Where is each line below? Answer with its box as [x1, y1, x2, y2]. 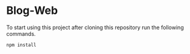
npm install [6, 42, 36, 48]
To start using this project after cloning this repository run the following [6, 24, 184, 31]
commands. [6, 30, 36, 37]
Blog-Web [6, 4, 58, 18]
